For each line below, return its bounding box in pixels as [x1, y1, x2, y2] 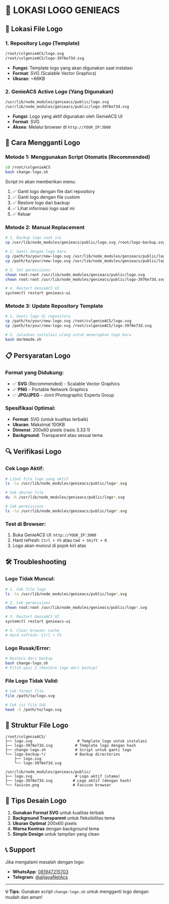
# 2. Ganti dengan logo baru [5, 249, 66, 254]
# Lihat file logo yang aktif [5, 476, 69, 482]
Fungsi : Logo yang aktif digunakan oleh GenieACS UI [12, 113, 123, 119]
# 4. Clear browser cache [5, 628, 59, 633]
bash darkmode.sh [5, 337, 42, 342]
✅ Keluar [12, 211, 31, 217]
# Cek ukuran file [5, 490, 44, 495]
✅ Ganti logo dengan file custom [12, 194, 80, 200]
